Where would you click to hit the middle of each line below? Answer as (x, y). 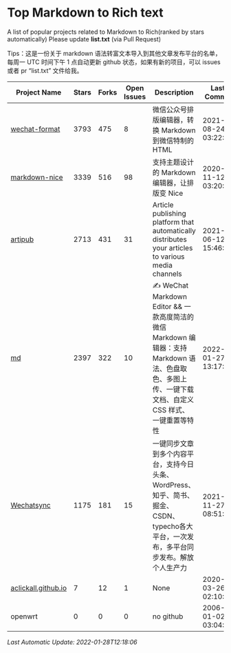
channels (167, 274)
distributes (169, 239)
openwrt (24, 616)
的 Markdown (174, 172)
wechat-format (35, 129)
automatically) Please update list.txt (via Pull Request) (84, 39)
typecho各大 (173, 526)
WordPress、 (174, 485)
